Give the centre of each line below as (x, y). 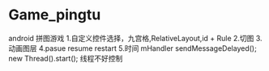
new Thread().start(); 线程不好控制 (66, 58)
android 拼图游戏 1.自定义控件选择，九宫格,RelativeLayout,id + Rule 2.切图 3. (135, 38)
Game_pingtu (55, 15)
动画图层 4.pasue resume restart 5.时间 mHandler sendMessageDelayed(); (132, 48)
